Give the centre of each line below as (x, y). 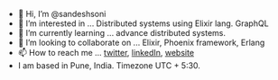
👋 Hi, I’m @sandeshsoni (62, 14)
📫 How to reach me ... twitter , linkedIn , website (106, 53)
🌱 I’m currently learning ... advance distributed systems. (122, 33)
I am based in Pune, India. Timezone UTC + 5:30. (109, 66)
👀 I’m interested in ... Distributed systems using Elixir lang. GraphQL (143, 23)
